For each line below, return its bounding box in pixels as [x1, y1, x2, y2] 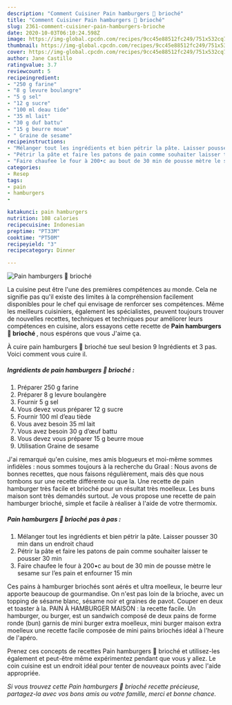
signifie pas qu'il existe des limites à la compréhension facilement [7, 292, 194, 301]
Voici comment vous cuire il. [7, 350, 88, 359]
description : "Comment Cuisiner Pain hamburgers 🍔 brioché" [7, 10, 184, 17]
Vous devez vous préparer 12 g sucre [17, 405, 124, 414]
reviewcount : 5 [7, 68, 51, 75]
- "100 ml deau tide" [7, 106, 70, 113]
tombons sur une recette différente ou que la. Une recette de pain [7, 477, 195, 486]
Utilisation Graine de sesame [17, 442, 99, 450]
